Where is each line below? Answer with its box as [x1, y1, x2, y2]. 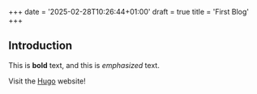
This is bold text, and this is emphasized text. [8, 60, 160, 70]
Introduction [8, 39, 73, 53]
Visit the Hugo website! [8, 76, 87, 86]
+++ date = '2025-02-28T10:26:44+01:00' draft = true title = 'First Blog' [8, 7, 250, 16]
